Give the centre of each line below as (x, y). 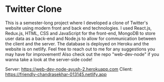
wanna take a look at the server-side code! (49, 59)
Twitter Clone (33, 9)
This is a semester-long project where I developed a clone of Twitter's (77, 23)
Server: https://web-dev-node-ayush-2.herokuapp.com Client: (69, 69)
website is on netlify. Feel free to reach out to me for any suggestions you (80, 49)
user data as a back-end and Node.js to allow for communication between (81, 39)
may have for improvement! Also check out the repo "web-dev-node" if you (82, 54)
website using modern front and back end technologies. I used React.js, (79, 28)
